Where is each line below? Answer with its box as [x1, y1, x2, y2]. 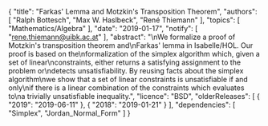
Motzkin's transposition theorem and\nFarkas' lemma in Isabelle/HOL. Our [8, 41, 254, 50]
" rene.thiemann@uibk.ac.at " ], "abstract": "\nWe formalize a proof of [8, 32, 236, 41]
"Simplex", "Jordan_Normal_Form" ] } [8, 108, 131, 118]
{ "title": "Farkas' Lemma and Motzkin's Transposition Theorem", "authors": [8, 7, 258, 16]
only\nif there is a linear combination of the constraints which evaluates [8, 83, 245, 93]
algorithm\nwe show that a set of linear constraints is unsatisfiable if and [8, 75, 249, 84]
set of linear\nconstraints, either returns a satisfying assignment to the [8, 57, 242, 67]
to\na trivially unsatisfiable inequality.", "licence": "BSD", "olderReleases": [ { [8, 92, 261, 100]
